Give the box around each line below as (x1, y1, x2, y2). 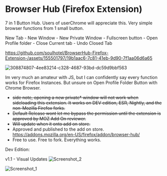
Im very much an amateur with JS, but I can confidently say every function (5, 74, 158, 80)
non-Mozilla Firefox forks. (12, 105, 66, 111)
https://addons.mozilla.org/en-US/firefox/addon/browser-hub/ (12, 131, 140, 137)
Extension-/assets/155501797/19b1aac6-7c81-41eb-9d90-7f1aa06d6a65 (5, 55, 153, 61)
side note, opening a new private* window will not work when (12, 94, 139, 100)
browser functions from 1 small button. (5, 25, 84, 31)
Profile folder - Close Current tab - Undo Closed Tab (5, 40, 113, 46)
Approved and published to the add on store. (12, 126, 104, 132)
